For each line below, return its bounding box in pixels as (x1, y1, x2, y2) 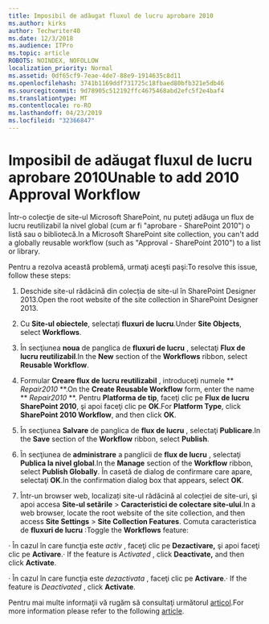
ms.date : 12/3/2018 (8, 34, 74, 43)
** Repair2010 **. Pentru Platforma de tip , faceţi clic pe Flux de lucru (19, 392, 250, 403)
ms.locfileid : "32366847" (8, 117, 95, 125)
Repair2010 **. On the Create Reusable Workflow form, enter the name (19, 384, 255, 394)
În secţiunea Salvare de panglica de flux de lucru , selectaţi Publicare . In (19, 425, 261, 435)
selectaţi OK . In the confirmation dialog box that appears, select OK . (19, 475, 244, 485)
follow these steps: (8, 271, 71, 280)
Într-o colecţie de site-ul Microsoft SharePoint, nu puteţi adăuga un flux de (8, 212, 255, 221)
